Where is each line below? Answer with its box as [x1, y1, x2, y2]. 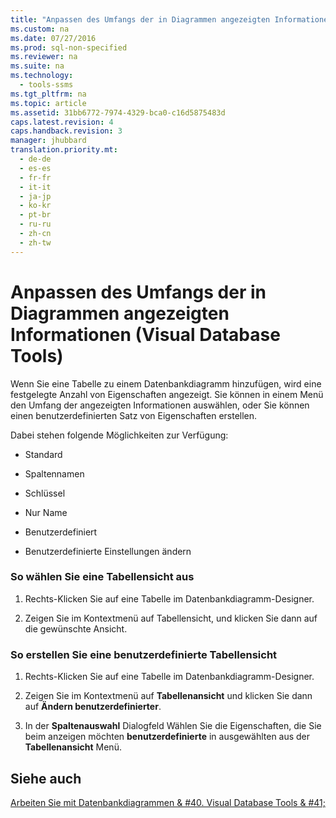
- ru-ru [19, 219, 52, 230]
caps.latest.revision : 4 [10, 117, 114, 127]
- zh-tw [19, 237, 52, 248]
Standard [24, 448, 63, 460]
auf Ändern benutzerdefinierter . [24, 701, 162, 713]
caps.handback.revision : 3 [10, 126, 123, 136]
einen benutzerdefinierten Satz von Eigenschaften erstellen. [10, 409, 258, 421]
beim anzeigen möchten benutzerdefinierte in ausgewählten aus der [24, 731, 311, 743]
